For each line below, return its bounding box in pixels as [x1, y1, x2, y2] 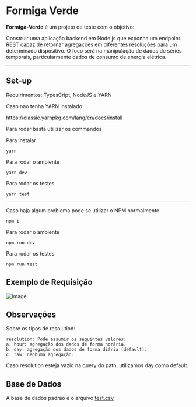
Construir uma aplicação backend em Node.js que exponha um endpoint [6, 35, 181, 42]
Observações [6, 309, 57, 319]
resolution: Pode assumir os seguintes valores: [6, 336, 127, 343]
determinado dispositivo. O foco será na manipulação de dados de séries [6, 47, 182, 54]
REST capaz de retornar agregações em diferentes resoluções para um [6, 41, 177, 48]
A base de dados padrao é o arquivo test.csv [6, 395, 114, 402]
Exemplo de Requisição [6, 277, 93, 287]
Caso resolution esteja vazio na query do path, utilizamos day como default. [6, 362, 188, 369]
